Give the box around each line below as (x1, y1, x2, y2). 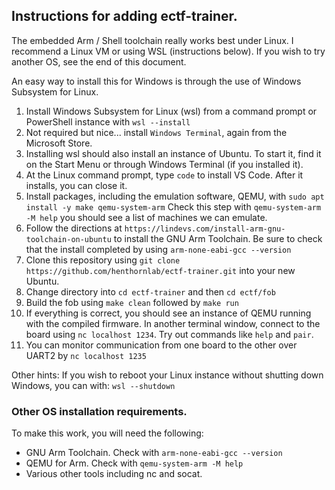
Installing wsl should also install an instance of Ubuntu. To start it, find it (25, 147, 322, 159)
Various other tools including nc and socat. (25, 468, 203, 480)
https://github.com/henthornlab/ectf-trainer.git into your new (25, 264, 296, 276)
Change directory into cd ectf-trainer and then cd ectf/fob (25, 285, 276, 298)
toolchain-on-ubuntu (25, 234, 112, 244)
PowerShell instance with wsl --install (25, 115, 191, 128)
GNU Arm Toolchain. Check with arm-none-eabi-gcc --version (25, 447, 283, 459)
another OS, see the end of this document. (11, 55, 187, 68)
